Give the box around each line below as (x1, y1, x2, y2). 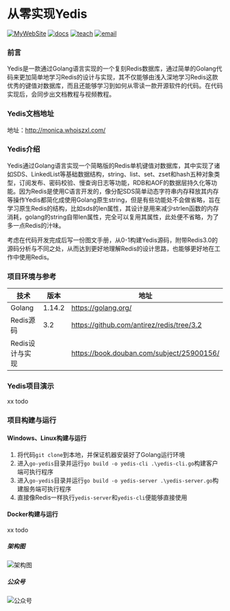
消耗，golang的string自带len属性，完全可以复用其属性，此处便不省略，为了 (7, 213, 219, 221)
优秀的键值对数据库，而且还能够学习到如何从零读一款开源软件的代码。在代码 (7, 81, 223, 90)
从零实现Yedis (7, 6, 88, 22)
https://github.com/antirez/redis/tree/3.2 (71, 320, 202, 330)
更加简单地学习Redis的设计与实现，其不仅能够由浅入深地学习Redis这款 (18, 73, 218, 81)
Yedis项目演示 (7, 381, 55, 391)
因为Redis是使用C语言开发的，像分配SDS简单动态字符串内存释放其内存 (18, 187, 219, 195)
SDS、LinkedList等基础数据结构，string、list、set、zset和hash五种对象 (12, 170, 214, 178)
